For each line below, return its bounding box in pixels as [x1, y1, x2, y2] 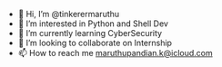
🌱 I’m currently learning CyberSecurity [17, 28, 162, 38]
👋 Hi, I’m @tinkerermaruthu [17, 9, 120, 19]
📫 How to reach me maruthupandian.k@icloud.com [17, 48, 214, 58]
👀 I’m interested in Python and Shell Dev [17, 18, 168, 29]
